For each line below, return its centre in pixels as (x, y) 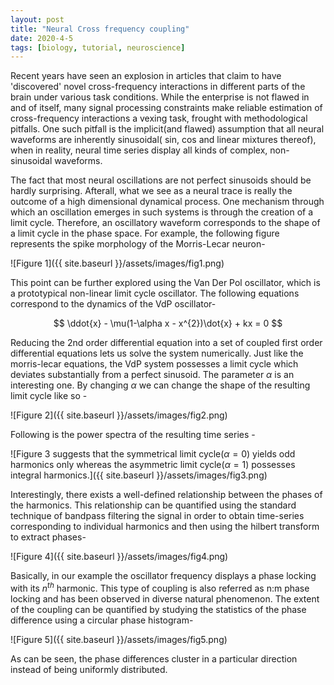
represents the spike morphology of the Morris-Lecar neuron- (138, 244)
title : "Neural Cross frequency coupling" (100, 29)
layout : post (37, 19)
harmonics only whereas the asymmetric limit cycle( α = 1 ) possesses (153, 465)
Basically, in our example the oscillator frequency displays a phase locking (163, 576)
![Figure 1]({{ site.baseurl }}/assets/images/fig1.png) (117, 263)
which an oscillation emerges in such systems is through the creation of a (162, 212)
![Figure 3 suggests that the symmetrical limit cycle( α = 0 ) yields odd (153, 454)
